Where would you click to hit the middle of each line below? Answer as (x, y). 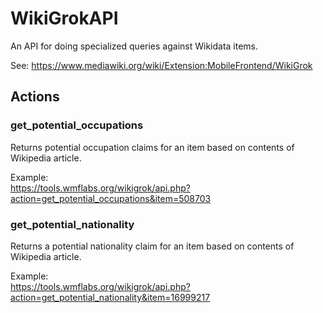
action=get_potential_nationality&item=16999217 (110, 297)
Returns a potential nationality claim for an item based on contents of (152, 246)
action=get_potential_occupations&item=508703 (111, 198)
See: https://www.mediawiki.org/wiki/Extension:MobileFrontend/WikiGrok (161, 65)
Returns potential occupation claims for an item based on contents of (152, 147)
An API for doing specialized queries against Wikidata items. (134, 46)
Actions (35, 97)
